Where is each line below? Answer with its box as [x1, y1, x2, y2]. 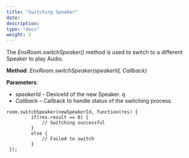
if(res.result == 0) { [31, 115, 89, 121]
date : [6, 15, 20, 21]
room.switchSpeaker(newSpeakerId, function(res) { [6, 109, 138, 115]
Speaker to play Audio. [6, 55, 64, 62]
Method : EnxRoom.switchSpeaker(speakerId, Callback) [6, 67, 147, 74]
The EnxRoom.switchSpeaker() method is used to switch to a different [6, 48, 183, 56]
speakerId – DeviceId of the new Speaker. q [15, 91, 125, 98]
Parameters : [6, 79, 39, 86]
